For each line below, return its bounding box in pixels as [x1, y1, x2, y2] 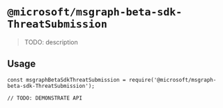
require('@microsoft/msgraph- [128, 76, 217, 83]
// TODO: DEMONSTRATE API [7, 94, 82, 102]
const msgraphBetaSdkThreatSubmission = [7, 76, 127, 83]
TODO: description [24, 37, 79, 46]
